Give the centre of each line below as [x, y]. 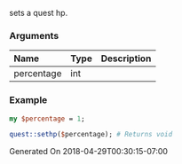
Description [126, 59]
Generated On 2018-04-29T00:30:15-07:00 [89, 152]
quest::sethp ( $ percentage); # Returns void [91, 135]
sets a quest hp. [39, 13]
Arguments [34, 35]
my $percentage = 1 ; [47, 119]
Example [28, 100]
